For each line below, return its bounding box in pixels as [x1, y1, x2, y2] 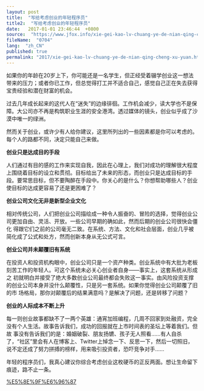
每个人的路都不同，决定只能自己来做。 [6, 135, 102, 143]
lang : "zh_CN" [6, 43, 45, 49]
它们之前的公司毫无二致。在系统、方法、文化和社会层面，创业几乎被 [23, 225, 194, 232]
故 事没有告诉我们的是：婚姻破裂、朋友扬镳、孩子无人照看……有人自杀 [6, 330, 182, 337]
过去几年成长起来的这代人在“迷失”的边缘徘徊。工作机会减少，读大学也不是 [6, 100, 192, 107]
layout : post [6, 9, 39, 15]
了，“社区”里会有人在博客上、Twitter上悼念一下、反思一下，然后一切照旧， [6, 337, 193, 345]
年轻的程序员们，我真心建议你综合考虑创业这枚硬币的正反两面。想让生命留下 [6, 358, 198, 365]
